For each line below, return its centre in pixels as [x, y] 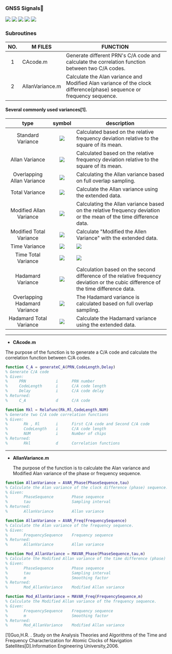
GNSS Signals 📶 [25, 8]
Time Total [28, 255]
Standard [28, 135]
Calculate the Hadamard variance [116, 318]
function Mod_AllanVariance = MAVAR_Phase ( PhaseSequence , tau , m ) [75, 554]
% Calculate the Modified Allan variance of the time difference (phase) [86, 559]
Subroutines [21, 33]
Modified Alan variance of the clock [109, 83]
